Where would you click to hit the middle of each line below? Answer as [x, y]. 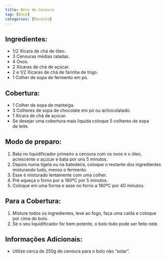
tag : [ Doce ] [17, 14]
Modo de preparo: [33, 142]
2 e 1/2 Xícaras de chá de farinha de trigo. [55, 72]
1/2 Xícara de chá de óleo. [39, 51]
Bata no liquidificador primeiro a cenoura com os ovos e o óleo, [77, 154]
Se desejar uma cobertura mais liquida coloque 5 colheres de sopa [81, 121]
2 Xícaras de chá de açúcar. [41, 67]
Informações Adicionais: [44, 239]
